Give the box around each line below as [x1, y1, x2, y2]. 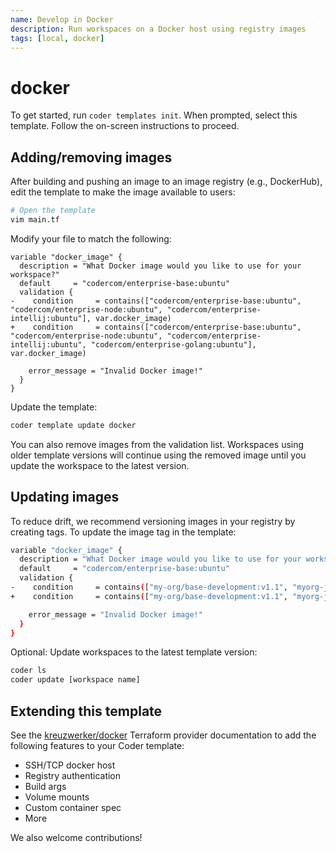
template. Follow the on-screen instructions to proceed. [10, 120, 240, 132]
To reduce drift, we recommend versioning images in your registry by [10, 515, 296, 527]
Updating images [10, 489, 120, 506]
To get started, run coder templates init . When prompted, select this [10, 109, 298, 121]
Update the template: [10, 401, 98, 413]
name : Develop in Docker [10, 14, 114, 25]
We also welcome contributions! [10, 832, 143, 843]
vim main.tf [10, 215, 60, 225]
